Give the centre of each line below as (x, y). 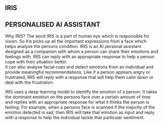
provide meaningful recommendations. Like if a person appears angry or (78, 72)
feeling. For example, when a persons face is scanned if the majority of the (80, 107)
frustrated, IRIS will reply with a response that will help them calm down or (79, 78)
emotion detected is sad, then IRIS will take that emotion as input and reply (80, 112)
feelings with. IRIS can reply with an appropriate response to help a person (80, 57)
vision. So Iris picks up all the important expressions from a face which (76, 41)
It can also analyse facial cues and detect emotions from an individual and (79, 67)
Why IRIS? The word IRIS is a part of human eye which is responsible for (77, 36)
